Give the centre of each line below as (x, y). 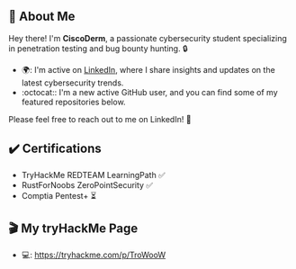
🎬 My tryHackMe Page (73, 229)
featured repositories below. (74, 102)
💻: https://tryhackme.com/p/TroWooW (94, 255)
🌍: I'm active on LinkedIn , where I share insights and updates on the (148, 69)
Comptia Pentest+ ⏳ (58, 195)
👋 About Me (42, 17)
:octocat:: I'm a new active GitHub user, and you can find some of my (149, 92)
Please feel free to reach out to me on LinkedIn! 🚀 (100, 119)
